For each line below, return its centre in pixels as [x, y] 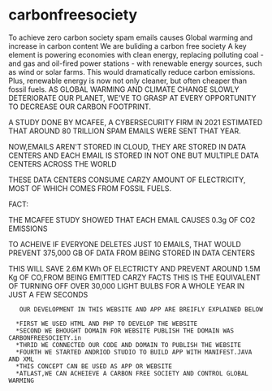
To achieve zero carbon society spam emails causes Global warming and [131, 37]
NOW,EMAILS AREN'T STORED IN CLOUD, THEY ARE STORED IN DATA [127, 146]
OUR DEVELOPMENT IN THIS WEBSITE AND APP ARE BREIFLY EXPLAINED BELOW [141, 309]
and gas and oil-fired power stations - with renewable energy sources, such [135, 63]
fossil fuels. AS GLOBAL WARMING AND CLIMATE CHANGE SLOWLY [124, 89]
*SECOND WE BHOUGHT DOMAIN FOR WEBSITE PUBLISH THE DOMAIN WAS [125, 331]
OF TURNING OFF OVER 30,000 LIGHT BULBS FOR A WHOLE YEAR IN [127, 285]
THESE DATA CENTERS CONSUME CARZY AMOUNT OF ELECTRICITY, [127, 180]
